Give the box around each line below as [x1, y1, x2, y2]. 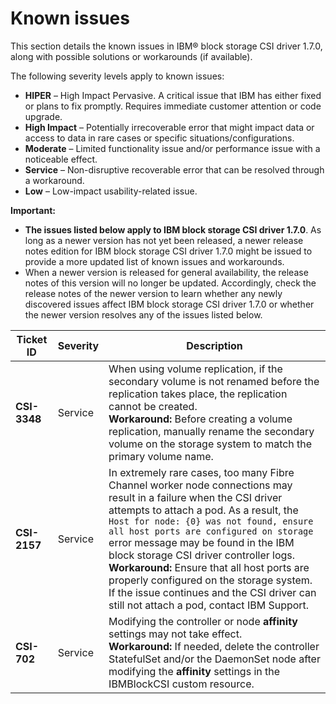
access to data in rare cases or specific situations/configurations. [24, 132, 295, 144]
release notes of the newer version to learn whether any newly [24, 287, 283, 299]
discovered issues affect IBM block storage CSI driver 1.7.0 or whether [24, 298, 315, 310]
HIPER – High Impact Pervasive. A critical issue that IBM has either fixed [24, 89, 322, 101]
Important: [10, 204, 56, 216]
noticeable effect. [24, 153, 98, 165]
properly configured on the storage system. [108, 573, 313, 587]
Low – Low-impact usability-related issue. [24, 185, 198, 197]
